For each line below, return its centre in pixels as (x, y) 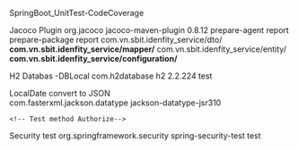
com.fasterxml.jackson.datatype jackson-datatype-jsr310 (115, 103)
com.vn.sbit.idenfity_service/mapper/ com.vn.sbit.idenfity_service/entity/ (148, 49)
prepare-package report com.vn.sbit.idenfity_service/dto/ (116, 40)
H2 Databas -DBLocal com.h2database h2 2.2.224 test (111, 76)
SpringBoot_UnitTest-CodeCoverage (77, 13)
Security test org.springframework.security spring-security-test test (136, 136)
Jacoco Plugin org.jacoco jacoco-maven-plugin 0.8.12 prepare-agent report (149, 30)
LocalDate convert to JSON (60, 93)
